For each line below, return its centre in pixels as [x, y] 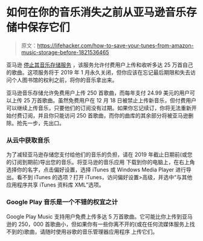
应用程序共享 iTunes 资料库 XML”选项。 [55, 185]
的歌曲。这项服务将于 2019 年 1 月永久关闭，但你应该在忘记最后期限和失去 [98, 72]
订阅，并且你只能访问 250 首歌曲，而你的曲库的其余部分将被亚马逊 [105, 115]
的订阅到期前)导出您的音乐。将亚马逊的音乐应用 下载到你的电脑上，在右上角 [101, 162]
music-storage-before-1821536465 [65, 52]
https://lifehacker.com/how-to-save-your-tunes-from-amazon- [116, 45]
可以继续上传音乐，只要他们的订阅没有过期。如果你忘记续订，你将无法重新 [99, 108]
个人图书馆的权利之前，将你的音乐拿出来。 [64, 80]
